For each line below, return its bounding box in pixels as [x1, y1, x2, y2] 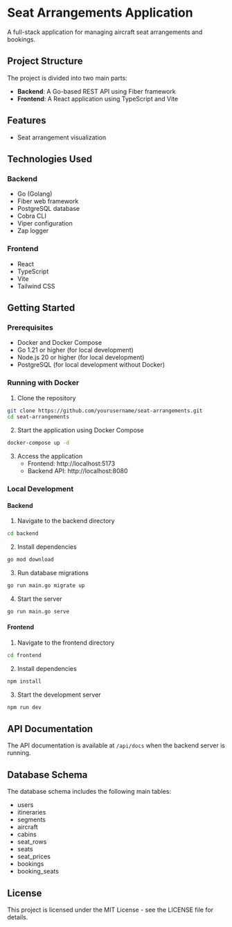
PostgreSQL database [17, 205, 80, 213]
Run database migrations [17, 569, 89, 577]
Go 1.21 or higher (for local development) [17, 346, 134, 355]
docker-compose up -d [7, 439, 70, 447]
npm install [7, 678, 42, 685]
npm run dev [7, 704, 42, 711]
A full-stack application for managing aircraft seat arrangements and [7, 28, 203, 36]
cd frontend [7, 652, 42, 658]
